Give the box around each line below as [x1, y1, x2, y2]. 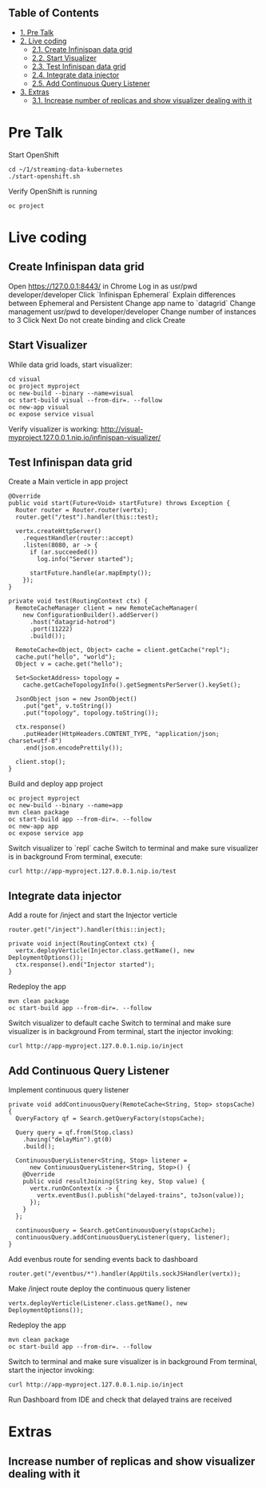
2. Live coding [19, 36, 67, 46]
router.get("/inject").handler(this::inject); [8, 926, 166, 934]
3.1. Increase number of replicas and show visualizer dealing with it [31, 95, 252, 105]
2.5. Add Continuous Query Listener [31, 78, 150, 88]
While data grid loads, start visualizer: [8, 360, 133, 369]
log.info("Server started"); [37, 555, 134, 563]
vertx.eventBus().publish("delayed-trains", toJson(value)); [37, 1192, 245, 1200]
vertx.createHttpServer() [15, 527, 102, 535]
